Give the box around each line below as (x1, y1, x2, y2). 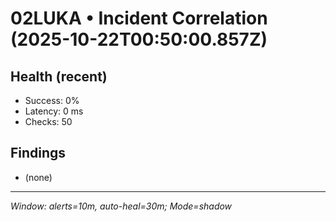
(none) (24, 171, 53, 183)
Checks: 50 (24, 116, 73, 127)
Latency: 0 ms (24, 105, 84, 117)
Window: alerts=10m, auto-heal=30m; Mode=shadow (10, 200, 233, 212)
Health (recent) (10, 68, 108, 85)
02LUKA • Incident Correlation (10, 7, 268, 30)
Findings (10, 145, 67, 162)
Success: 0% (24, 95, 80, 106)
